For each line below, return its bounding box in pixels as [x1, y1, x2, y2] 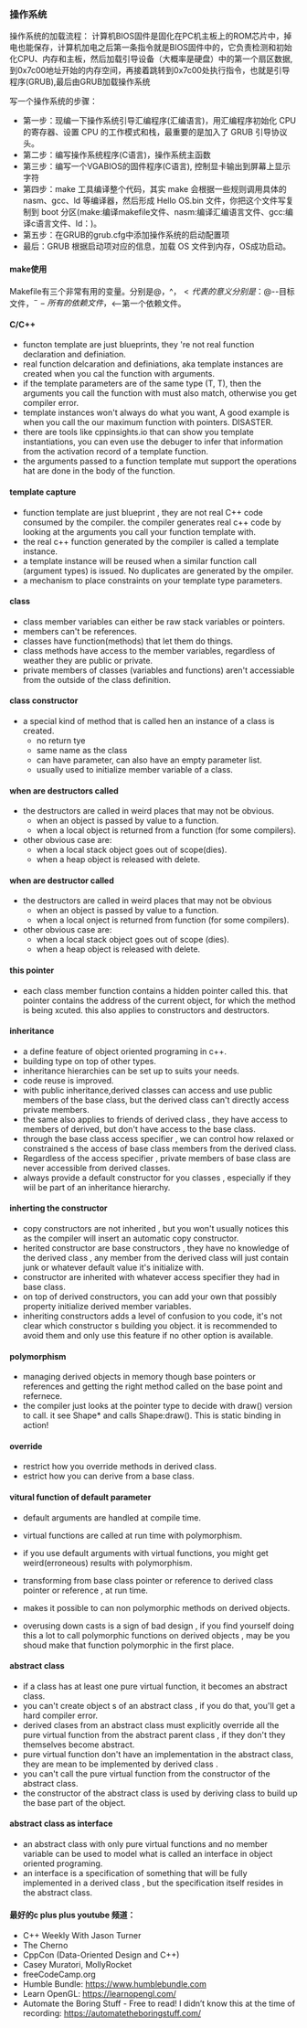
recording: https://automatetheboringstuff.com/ [22, 2008, 202, 2019]
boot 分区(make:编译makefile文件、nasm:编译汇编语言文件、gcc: [40, 207, 286, 218]
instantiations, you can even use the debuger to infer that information [22, 436, 283, 447]
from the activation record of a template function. [22, 446, 208, 457]
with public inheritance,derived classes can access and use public [22, 1084, 273, 1095]
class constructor [9, 695, 79, 706]
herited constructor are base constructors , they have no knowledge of [22, 1242, 290, 1254]
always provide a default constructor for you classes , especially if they [22, 1172, 291, 1183]
